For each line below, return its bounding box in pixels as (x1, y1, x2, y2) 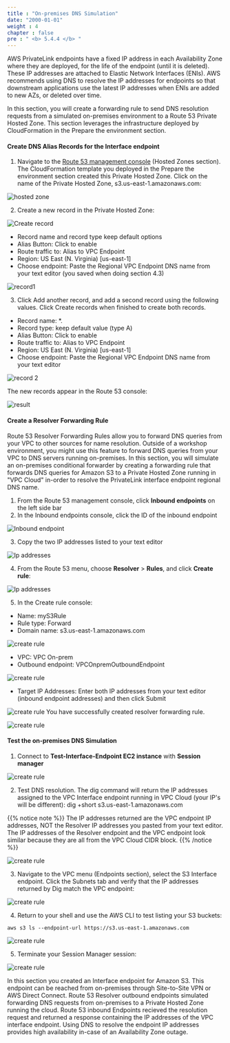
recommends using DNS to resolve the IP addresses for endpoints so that (7, 76, 216, 85)
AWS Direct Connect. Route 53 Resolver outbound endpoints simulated (7, 991, 209, 999)
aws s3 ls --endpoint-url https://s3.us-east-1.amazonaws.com (7, 924, 189, 931)
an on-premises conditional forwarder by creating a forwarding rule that (7, 461, 211, 469)
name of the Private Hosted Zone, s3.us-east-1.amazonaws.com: (17, 180, 202, 188)
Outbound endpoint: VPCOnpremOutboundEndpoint (17, 660, 165, 668)
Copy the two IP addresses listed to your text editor (17, 538, 163, 546)
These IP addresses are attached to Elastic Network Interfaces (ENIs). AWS (7, 70, 221, 78)
